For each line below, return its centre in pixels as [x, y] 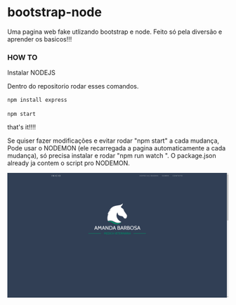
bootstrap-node [54, 12]
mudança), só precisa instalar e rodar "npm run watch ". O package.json [112, 156]
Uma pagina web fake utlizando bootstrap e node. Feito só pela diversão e [115, 32]
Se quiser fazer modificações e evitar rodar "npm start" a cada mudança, [113, 141]
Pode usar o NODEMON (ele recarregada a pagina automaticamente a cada [117, 148]
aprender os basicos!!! [40, 39]
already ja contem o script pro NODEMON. [68, 163]
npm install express [38, 100]
